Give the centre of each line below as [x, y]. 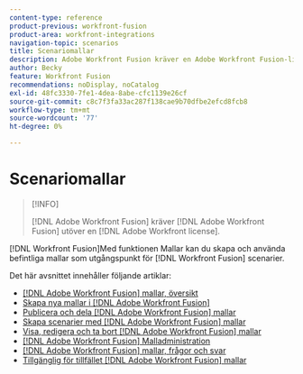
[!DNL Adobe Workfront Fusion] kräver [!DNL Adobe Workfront [147, 221]
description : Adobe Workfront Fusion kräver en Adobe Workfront [133, 59]
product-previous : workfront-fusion [78, 26]
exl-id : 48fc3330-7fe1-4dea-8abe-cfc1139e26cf [98, 93]
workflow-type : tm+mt [50, 110]
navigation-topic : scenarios [64, 43]
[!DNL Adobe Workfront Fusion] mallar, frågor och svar [124, 350]
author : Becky [36, 68]
